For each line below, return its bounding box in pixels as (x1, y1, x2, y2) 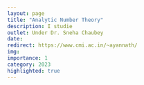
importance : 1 (7, 55, 48, 62)
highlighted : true (7, 67, 60, 74)
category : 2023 (7, 61, 51, 68)
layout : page (7, 10, 45, 17)
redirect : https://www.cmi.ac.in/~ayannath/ (7, 42, 138, 49)
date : (7, 36, 23, 42)
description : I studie (7, 23, 73, 29)
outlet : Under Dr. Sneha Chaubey (7, 29, 104, 36)
